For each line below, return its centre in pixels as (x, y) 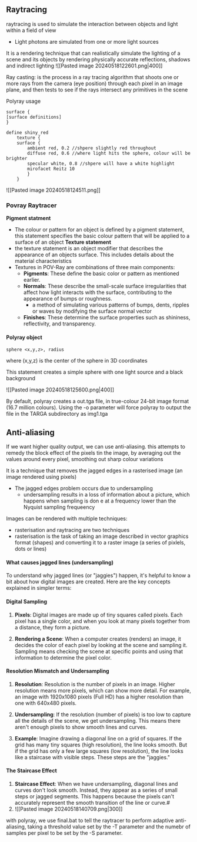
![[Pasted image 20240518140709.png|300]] (69, 809)
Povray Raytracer (31, 205)
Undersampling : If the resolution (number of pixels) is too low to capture (103, 714)
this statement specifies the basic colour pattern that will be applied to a (102, 236)
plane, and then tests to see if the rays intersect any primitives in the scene (97, 89)
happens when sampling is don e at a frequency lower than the (100, 501)
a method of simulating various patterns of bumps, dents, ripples (111, 305)
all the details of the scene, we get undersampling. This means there (98, 720)
